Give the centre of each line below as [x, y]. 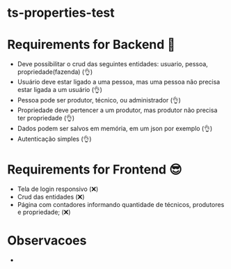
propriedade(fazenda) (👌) [55, 72]
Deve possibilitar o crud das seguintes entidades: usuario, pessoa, [113, 64]
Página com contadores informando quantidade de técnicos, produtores [121, 205]
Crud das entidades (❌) [51, 197]
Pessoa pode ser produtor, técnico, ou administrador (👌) [99, 100]
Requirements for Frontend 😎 [95, 170]
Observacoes [47, 241]
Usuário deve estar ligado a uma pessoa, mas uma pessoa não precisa [119, 82]
